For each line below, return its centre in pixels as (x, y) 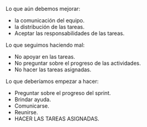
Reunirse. (26, 112)
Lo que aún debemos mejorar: (43, 9)
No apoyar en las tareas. (45, 57)
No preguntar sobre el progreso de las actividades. (77, 63)
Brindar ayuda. (33, 99)
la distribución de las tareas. (49, 27)
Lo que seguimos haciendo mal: (45, 45)
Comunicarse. (32, 106)
